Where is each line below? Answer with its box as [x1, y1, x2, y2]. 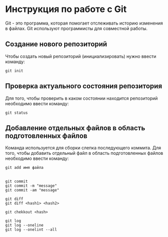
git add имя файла [5, 165, 44, 170]
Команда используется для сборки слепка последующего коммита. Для [5, 145, 161, 151]
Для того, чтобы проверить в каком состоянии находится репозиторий [5, 95, 158, 101]
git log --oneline [5, 222, 44, 227]
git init [5, 68, 24, 73]
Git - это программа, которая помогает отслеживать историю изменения [5, 20, 163, 26]
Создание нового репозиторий [5, 40, 107, 49]
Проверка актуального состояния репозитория [5, 82, 162, 91]
